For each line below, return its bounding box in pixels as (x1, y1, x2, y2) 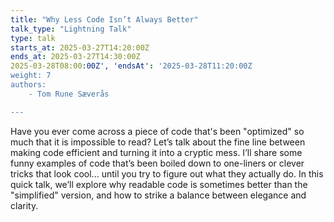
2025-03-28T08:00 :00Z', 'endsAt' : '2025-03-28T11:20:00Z (10, 61, 253, 71)
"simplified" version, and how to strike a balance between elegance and (10, 189, 307, 201)
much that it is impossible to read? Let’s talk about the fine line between (10, 136, 306, 148)
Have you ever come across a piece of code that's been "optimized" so (10, 125, 305, 137)
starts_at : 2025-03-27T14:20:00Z (10, 42, 150, 53)
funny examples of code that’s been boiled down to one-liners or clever (10, 157, 305, 169)
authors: (10, 80, 47, 90)
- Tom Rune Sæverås (28, 89, 110, 99)
